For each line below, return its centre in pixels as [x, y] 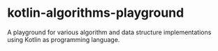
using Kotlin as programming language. [64, 39]
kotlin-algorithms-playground [96, 13]
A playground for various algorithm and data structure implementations [109, 32]
